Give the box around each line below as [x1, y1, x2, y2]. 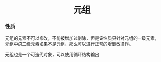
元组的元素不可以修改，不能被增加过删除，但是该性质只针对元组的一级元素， [5, 35, 159, 41]
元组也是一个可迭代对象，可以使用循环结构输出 [5, 52, 99, 58]
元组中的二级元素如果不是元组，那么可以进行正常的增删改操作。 [5, 41, 133, 47]
